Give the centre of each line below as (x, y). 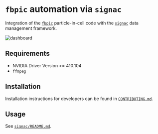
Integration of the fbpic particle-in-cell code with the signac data (72, 23)
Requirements (27, 54)
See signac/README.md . (28, 126)
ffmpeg (19, 71)
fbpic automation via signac (64, 9)
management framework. (31, 28)
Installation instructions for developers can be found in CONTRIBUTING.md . (79, 99)
